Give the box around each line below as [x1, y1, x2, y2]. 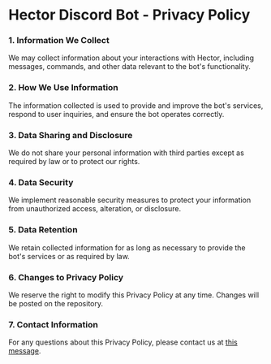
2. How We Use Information [8, 82, 119, 93]
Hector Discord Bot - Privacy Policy [8, 6, 251, 24]
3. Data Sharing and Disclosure [8, 129, 133, 141]
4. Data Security [8, 177, 74, 188]
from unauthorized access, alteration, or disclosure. [8, 204, 181, 214]
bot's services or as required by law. [8, 251, 130, 261]
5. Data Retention [8, 224, 79, 236]
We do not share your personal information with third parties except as [8, 148, 245, 158]
